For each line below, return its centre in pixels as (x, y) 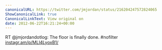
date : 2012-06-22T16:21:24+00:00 (40, 23)
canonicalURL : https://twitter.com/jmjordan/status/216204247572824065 (81, 10)
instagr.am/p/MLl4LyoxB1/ (32, 43)
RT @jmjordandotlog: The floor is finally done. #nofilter (62, 37)
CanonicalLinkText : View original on (44, 19)
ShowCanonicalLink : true (31, 14)
